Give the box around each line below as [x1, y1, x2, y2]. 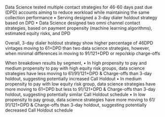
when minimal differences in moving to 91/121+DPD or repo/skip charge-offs [5, 50, 161, 56]
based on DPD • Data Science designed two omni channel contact [5, 20, 140, 26]
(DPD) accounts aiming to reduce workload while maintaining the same [5, 9, 150, 15]
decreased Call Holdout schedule [5, 107, 73, 113]
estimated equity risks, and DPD [5, 31, 71, 36]
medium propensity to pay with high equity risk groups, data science [5, 65, 145, 71]
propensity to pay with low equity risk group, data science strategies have [5, 81, 156, 87]
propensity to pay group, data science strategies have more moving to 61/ [5, 97, 156, 103]
